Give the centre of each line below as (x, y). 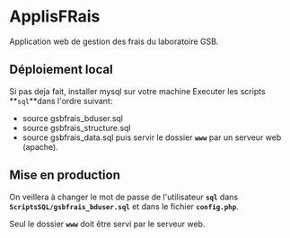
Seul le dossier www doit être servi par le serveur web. (107, 224)
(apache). (40, 146)
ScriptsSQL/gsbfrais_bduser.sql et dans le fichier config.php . (124, 206)
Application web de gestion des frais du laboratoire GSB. (114, 41)
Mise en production (65, 176)
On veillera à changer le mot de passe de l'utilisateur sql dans (124, 197)
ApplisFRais (55, 17)
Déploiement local (62, 70)
